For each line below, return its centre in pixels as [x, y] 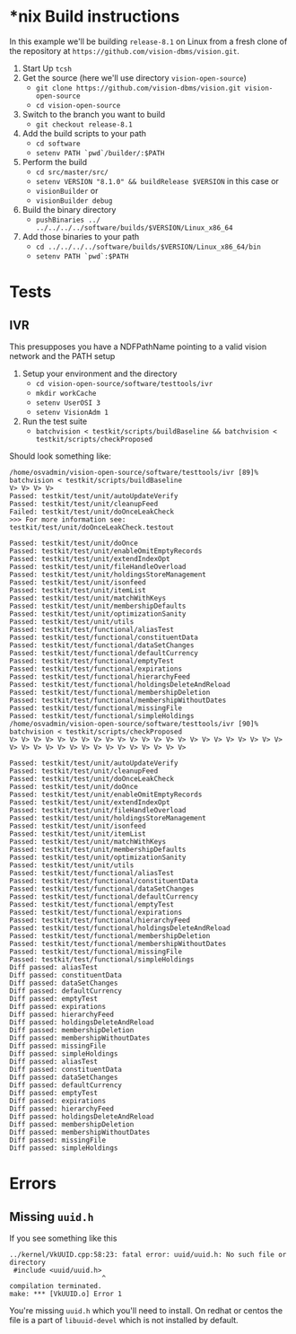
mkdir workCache [66, 393]
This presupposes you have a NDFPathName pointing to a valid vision [138, 347]
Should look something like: [61, 456]
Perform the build [55, 162]
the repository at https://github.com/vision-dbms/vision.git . [124, 50]
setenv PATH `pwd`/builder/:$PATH [100, 153]
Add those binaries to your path [81, 236]
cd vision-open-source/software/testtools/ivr [124, 383]
